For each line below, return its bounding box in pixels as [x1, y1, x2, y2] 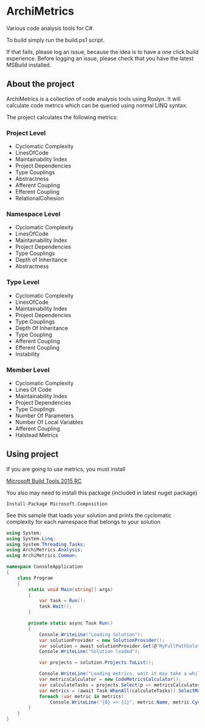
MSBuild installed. [6, 61, 52, 68]
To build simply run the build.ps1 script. [6, 36, 105, 43]
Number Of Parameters [15, 411, 74, 419]
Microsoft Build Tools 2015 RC [6, 477, 82, 484]
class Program [17, 575, 53, 581]
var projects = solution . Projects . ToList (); [38, 660, 154, 666]
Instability [15, 350, 40, 358]
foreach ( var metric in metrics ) [38, 693, 124, 699]
